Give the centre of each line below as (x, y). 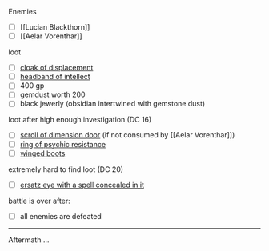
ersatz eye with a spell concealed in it (82, 185)
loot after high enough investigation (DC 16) (80, 120)
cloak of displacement (56, 68)
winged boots (42, 153)
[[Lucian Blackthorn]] (55, 27)
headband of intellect (55, 77)
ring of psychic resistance (63, 144)
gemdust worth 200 (52, 94)
